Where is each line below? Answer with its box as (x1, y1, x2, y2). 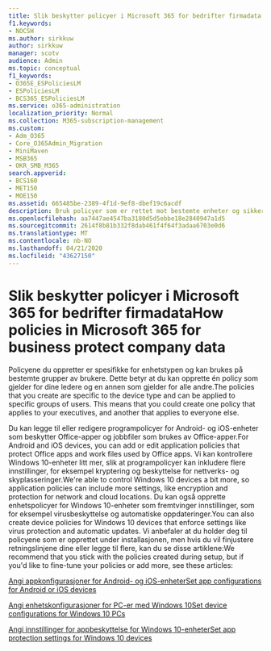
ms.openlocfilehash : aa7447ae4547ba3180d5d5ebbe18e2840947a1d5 (8, 215, 226, 223)
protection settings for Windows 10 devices (8, 632, 152, 642)
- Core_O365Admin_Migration (8, 139, 103, 148)
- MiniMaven (8, 147, 48, 155)
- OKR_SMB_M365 (8, 162, 60, 170)
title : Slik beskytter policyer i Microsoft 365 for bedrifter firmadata (8, 11, 262, 20)
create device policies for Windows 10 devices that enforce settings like (8, 517, 247, 527)
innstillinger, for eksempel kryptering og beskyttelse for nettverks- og (8, 465, 240, 476)
